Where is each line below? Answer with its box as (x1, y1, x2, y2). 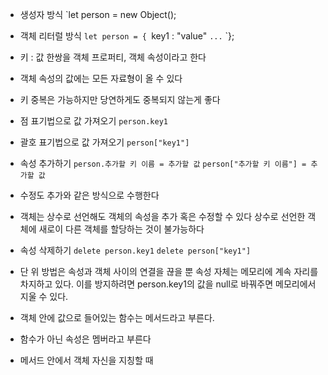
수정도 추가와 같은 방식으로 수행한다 (19, 189, 160, 201)
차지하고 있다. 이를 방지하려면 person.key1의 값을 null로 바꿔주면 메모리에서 (19, 278, 317, 290)
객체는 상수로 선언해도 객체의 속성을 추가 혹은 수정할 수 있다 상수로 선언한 (19, 211, 306, 222)
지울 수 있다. (19, 291, 69, 302)
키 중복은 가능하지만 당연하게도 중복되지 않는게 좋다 (19, 94, 221, 105)
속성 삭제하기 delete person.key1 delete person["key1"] (19, 244, 252, 256)
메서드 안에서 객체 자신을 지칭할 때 (19, 354, 154, 366)
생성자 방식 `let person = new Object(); (19, 9, 177, 20)
